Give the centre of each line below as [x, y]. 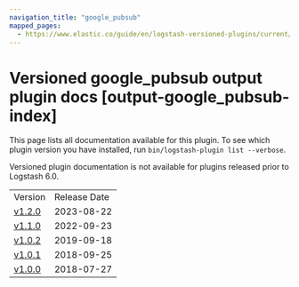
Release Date [81, 197]
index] [33, 116]
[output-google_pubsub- [195, 96]
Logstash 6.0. [34, 176]
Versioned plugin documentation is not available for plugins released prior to [149, 167]
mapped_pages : [36, 26]
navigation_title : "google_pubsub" [75, 17]
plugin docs [53, 96]
